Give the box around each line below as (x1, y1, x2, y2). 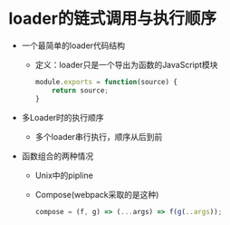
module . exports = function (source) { (34, 77, 178, 86)
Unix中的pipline (34, 170, 94, 181)
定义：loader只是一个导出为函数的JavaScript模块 (34, 59, 218, 70)
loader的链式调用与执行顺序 (8, 8, 217, 29)
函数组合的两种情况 (21, 151, 94, 161)
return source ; (52, 85, 110, 95)
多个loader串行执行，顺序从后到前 (34, 131, 163, 142)
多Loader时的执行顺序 (21, 112, 105, 122)
